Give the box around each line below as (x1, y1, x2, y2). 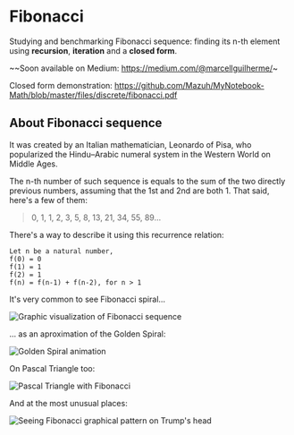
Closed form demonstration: (9, 80, 113, 90)
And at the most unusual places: (9, 397, 128, 408)
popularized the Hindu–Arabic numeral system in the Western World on (9, 149, 271, 159)
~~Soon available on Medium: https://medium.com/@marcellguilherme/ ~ (9, 63, 279, 73)
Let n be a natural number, (9, 246, 114, 256)
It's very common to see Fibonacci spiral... (9, 294, 166, 304)
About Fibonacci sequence (9, 115, 163, 131)
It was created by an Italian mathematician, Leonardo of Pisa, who (9, 139, 252, 149)
